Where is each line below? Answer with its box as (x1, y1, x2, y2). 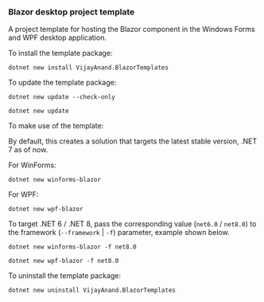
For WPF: (8, 190, 39, 199)
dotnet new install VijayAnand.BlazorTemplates (8, 64, 169, 72)
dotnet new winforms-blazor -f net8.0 (8, 243, 137, 251)
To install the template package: (8, 49, 113, 58)
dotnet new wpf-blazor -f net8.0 (8, 257, 119, 265)
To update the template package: (8, 78, 117, 88)
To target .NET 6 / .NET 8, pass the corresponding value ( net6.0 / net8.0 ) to (8, 219, 257, 229)
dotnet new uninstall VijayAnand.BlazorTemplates (8, 286, 177, 295)
